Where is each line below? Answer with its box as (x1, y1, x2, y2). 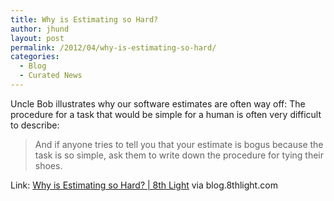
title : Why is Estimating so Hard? (10, 14, 159, 25)
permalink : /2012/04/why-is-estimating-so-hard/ (10, 42, 217, 53)
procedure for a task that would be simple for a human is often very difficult (10, 108, 322, 120)
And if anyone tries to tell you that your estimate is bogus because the (34, 138, 324, 150)
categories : (10, 52, 60, 62)
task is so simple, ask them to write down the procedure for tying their (34, 149, 325, 161)
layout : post (10, 33, 65, 43)
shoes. (34, 159, 63, 171)
